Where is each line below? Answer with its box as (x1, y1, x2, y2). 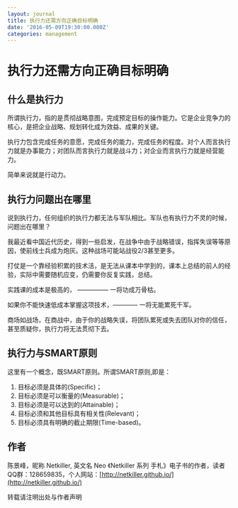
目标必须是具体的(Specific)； (17, 382, 103, 391)
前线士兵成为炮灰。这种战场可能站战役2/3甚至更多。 (25, 247, 179, 255)
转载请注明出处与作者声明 (7, 492, 82, 501)
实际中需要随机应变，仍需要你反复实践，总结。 (19, 271, 157, 279)
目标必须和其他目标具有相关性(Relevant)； (17, 409, 141, 418)
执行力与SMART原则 (7, 347, 98, 360)
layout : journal (7, 10, 55, 18)
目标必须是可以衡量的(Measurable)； (17, 391, 125, 400)
